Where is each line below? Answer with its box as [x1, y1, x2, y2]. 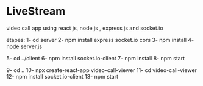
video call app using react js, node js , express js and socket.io [6, 24, 163, 32]
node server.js [6, 43, 43, 50]
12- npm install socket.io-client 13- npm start [6, 73, 119, 80]
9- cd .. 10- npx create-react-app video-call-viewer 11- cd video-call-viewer [6, 66, 197, 74]
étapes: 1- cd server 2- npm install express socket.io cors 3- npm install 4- [6, 36, 194, 43]
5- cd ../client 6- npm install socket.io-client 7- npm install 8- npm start [6, 54, 185, 62]
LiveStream [6, 4, 66, 18]
